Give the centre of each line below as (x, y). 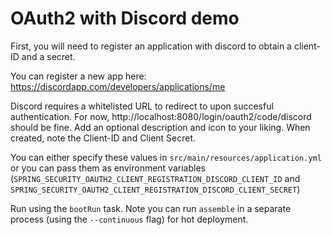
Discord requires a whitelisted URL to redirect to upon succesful (142, 106)
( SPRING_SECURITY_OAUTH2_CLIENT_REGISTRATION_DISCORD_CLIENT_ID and (155, 178)
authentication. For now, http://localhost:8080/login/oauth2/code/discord (161, 116)
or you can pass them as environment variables (108, 168)
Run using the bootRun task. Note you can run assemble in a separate (151, 208)
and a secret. (48, 56)
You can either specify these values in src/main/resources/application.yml (166, 157)
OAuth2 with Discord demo (125, 18)
